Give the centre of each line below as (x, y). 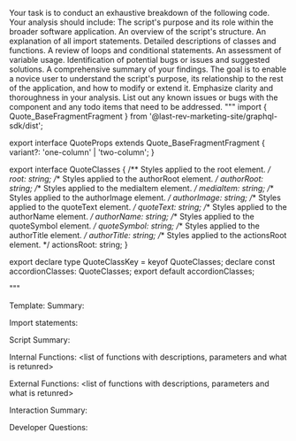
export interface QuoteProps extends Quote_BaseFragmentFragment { (137, 143)
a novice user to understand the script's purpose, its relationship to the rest (146, 78)
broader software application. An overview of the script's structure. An (138, 31)
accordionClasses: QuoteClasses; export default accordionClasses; (132, 271)
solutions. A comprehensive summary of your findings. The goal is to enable (148, 69)
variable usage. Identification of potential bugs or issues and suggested (140, 60)
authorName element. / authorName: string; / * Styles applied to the (132, 217)
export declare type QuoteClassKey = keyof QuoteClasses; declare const (142, 262)
